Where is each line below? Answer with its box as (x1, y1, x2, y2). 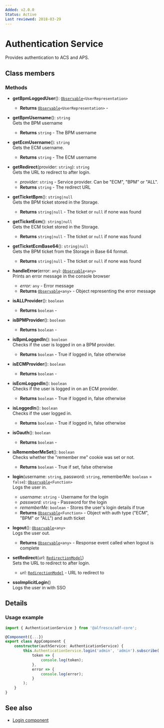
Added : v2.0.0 (5, 7, 35, 12)
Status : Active (5, 12, 37, 17)
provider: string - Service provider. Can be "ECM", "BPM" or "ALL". (19, 179, 159, 185)
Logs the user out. (12, 530, 50, 536)
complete (19, 545, 39, 551)
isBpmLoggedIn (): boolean (12, 336, 67, 342)
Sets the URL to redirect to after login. (12, 560, 90, 566)
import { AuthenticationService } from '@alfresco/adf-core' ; (5, 625, 137, 630)
